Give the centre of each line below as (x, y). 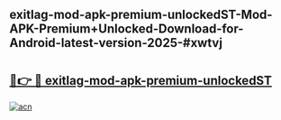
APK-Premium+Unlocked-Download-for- (127, 29)
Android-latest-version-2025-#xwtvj (116, 43)
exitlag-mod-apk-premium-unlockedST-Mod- (141, 15)
